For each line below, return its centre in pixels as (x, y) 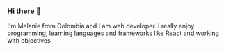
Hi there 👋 (24, 11)
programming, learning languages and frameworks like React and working (113, 33)
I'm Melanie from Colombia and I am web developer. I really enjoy (101, 26)
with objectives (29, 41)
